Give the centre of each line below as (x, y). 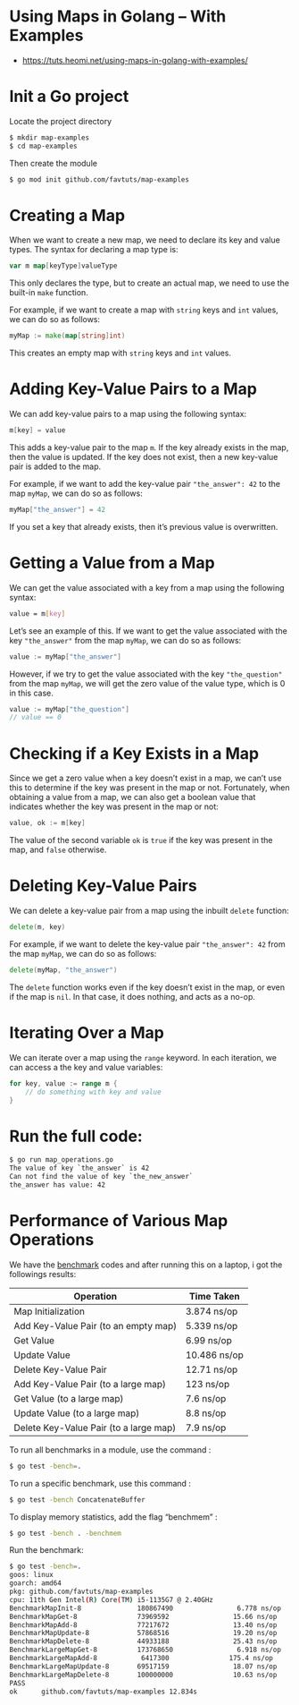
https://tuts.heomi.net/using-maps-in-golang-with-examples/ (135, 60)
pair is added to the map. (55, 466)
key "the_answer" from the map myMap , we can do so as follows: (125, 640)
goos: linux (31, 1575)
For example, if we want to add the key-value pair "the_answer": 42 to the (145, 484)
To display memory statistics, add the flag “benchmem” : (113, 1517)
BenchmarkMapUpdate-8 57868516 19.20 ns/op (143, 1633)
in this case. (31, 693)
